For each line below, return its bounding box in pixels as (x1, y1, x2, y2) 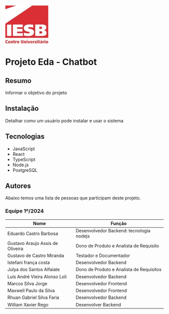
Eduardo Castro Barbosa (7, 230, 58, 236)
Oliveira (7, 245, 24, 252)
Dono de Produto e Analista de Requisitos (75, 267, 162, 273)
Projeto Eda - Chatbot (5, 56, 97, 68)
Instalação (5, 104, 39, 113)
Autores (5, 182, 31, 191)
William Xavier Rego (7, 301, 49, 307)
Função (110, 220, 127, 227)
